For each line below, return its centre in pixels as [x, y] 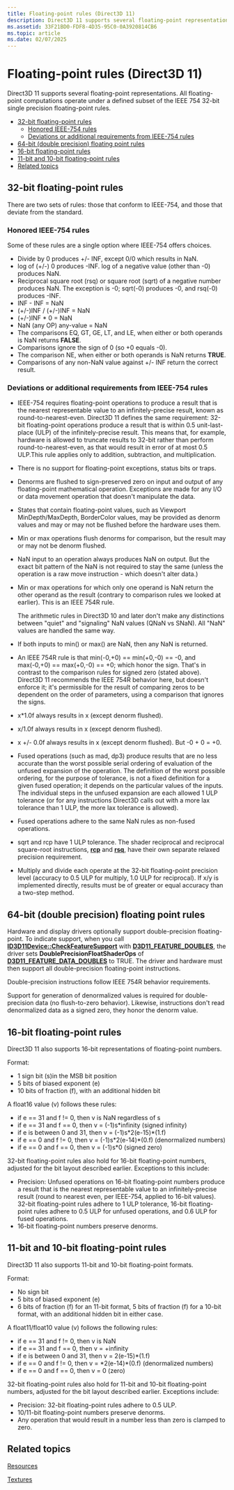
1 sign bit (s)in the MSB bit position [67, 1076]
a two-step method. [46, 893]
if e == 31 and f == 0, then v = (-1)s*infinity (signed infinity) [102, 1125]
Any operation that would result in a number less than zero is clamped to [121, 1420]
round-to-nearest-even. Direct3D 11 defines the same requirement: [113, 418]
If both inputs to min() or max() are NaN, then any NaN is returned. [112, 644]
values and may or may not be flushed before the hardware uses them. [119, 525]
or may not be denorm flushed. [62, 546]
